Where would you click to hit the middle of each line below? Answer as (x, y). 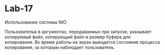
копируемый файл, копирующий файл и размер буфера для (68, 37)
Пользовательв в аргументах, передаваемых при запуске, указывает (78, 31)
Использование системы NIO (36, 22)
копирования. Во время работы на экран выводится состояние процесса (82, 42)
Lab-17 (19, 9)
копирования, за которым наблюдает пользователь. (60, 47)
